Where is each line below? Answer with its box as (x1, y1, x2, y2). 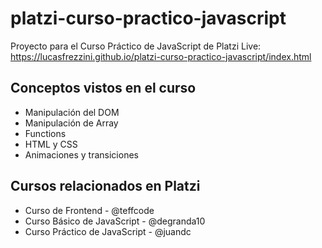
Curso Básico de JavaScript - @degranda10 (24, 215, 206, 227)
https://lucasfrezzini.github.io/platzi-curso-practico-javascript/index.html (10, 50, 312, 62)
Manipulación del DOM (24, 106, 120, 118)
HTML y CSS (24, 138, 78, 150)
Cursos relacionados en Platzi (10, 178, 201, 195)
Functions (24, 127, 67, 139)
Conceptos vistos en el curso (10, 80, 197, 97)
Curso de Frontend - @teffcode (24, 204, 155, 216)
